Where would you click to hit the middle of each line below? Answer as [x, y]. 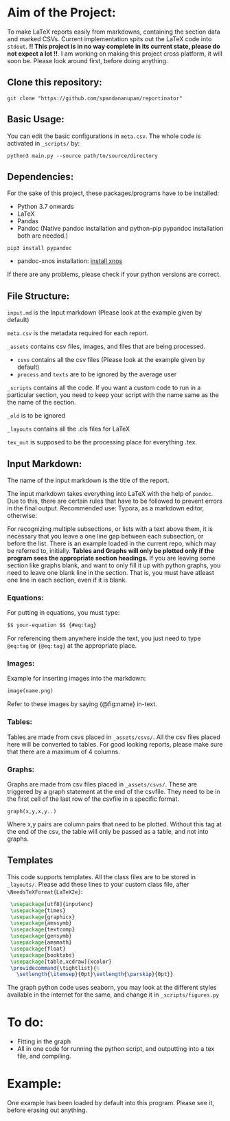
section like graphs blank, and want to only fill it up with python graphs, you [114, 565]
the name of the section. [42, 403]
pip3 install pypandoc [39, 249]
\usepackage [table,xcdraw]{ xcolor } [61, 962]
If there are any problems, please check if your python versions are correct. [114, 274]
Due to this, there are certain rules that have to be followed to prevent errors [115, 501]
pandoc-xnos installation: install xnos [70, 261]
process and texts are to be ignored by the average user [97, 374]
